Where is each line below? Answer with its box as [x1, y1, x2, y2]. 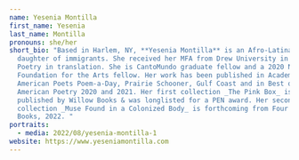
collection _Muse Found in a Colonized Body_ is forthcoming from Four [17, 104, 289, 113]
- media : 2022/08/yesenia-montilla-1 [17, 129, 158, 138]
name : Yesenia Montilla [9, 12, 98, 22]
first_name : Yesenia [9, 21, 86, 30]
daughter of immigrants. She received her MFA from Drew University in [17, 54, 289, 63]
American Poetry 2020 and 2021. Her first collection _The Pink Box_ [17, 87, 280, 96]
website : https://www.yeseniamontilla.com [9, 137, 169, 146]
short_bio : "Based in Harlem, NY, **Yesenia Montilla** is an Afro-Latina [9, 46, 293, 55]
